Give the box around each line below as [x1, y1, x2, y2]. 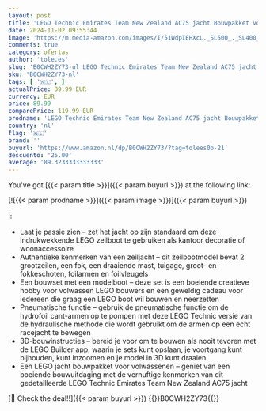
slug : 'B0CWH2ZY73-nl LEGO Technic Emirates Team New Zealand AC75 [8, 63, 236, 71]
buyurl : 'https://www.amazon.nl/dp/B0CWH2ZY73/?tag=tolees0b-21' [8, 144, 228, 152]
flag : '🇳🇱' [8, 129, 47, 137]
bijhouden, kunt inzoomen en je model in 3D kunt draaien [19, 353, 207, 363]
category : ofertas [8, 48, 69, 56]
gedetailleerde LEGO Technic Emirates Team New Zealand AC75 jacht [19, 379, 248, 388]
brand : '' [8, 136, 41, 145]
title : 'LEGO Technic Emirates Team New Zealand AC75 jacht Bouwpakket [8, 19, 249, 27]
